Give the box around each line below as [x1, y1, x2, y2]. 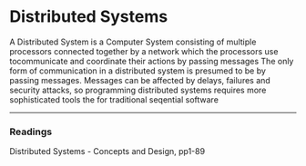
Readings [9, 125, 53, 138]
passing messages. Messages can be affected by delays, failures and [9, 74, 270, 85]
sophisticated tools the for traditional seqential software [9, 93, 219, 105]
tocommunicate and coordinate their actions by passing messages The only [9, 55, 294, 66]
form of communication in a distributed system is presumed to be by [9, 65, 267, 76]
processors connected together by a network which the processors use [9, 45, 279, 56]
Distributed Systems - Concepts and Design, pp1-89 [9, 146, 206, 157]
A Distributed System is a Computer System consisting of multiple [9, 36, 257, 47]
